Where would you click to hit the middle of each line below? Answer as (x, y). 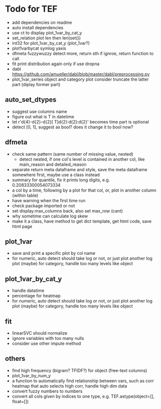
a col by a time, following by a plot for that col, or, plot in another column (84, 190)
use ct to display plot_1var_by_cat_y (47, 33)
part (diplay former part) (36, 84)
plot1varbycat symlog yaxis (39, 48)
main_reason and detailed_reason (53, 164)
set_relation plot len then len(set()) (46, 38)
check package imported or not (43, 206)
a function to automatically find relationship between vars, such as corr (83, 381)
